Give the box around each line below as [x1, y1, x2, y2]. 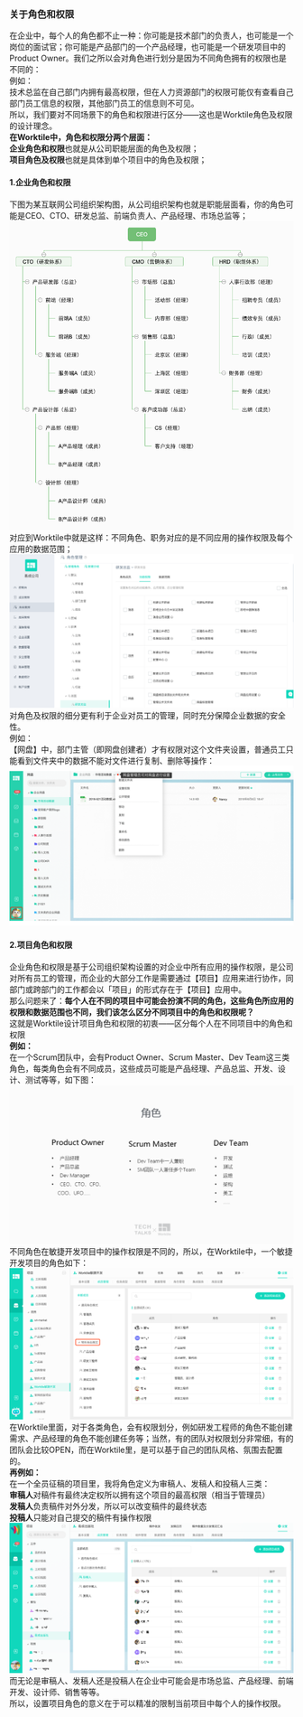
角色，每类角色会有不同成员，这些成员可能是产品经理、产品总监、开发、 [9, 1063, 278, 1074]
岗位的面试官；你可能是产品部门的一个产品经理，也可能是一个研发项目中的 [9, 42, 286, 52]
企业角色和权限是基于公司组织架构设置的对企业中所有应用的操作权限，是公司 [9, 961, 294, 972]
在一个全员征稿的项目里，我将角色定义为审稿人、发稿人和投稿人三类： [9, 1478, 271, 1488]
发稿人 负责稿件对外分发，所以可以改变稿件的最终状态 [9, 1500, 207, 1511]
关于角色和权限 [9, 7, 75, 20]
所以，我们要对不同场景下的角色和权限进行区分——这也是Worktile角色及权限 [9, 109, 293, 120]
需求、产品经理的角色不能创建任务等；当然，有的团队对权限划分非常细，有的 [9, 1432, 294, 1443]
